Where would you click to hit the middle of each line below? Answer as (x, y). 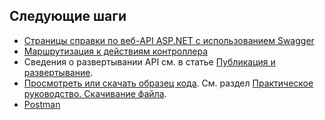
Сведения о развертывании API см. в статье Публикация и (149, 61)
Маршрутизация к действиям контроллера (116, 51)
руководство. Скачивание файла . (95, 93)
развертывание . (58, 72)
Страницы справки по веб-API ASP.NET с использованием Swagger (169, 40)
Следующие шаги (68, 16)
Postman (42, 104)
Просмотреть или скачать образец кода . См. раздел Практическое (168, 83)
